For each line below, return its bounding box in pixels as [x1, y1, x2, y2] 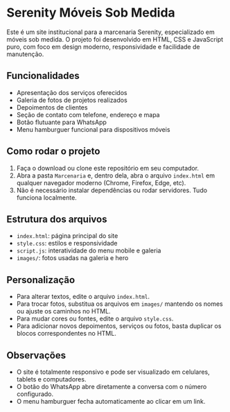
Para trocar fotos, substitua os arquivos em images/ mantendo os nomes [16, 300, 223, 308]
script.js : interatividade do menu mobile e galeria [16, 246, 161, 255]
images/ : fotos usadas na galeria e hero [16, 254, 129, 262]
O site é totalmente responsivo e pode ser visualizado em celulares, [16, 368, 211, 376]
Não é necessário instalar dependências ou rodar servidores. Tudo [16, 186, 208, 194]
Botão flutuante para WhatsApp [16, 118, 107, 126]
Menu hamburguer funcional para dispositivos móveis [16, 125, 170, 133]
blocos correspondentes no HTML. [16, 329, 117, 338]
